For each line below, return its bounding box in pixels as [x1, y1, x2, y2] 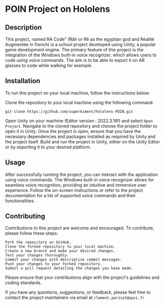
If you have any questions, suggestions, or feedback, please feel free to [5, 289, 151, 295]
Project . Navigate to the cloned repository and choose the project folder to [5, 123, 158, 129]
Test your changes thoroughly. [5, 253, 69, 258]
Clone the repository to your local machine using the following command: [5, 99, 154, 105]
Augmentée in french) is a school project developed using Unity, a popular [5, 42, 156, 47]
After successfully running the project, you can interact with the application [5, 172, 158, 177]
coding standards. [5, 280, 42, 286]
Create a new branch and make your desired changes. [5, 249, 116, 254]
